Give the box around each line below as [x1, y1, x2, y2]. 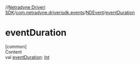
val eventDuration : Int [5, 54, 50, 60]
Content [5, 48, 22, 54]
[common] [5, 43, 27, 49]
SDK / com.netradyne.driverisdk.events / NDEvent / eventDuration [5, 9, 135, 15]
